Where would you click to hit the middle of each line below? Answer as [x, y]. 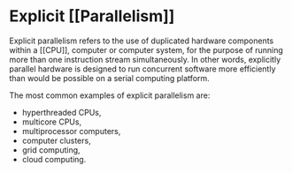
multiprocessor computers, [71, 131]
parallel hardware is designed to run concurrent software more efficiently [142, 69]
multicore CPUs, [52, 122]
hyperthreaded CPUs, [61, 112]
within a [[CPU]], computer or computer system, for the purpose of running [146, 49]
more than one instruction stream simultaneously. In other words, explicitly [145, 59]
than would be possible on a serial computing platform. [109, 78]
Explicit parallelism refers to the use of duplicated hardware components [142, 41]
